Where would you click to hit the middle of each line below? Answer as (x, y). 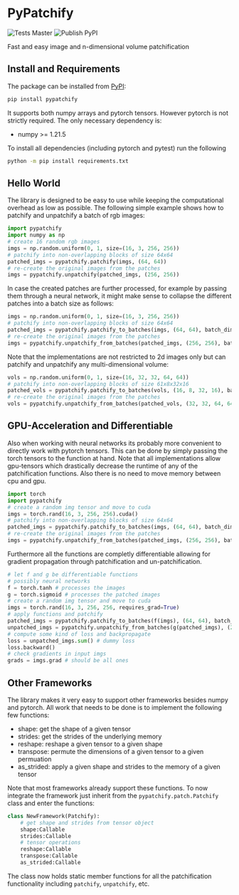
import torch (27, 494)
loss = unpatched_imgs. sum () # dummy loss (71, 641)
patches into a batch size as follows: (60, 303)
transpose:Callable (49, 856)
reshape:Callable (46, 849)
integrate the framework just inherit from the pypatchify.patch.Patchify (113, 795)
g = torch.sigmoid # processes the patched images (84, 595)
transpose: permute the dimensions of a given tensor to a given (111, 751)
